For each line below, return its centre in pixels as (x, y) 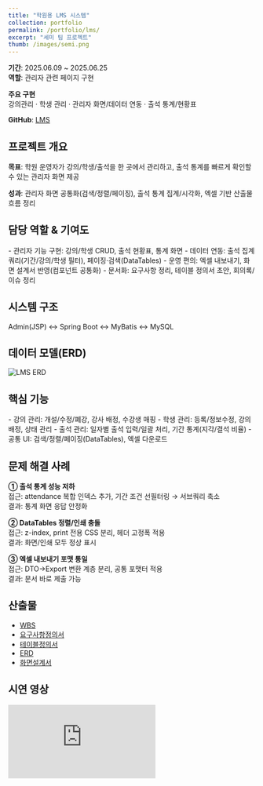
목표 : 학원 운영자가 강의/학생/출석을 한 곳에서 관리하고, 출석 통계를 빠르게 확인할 (130, 166)
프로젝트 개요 (38, 146)
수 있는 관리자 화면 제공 (44, 176)
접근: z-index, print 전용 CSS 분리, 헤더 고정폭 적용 (87, 533)
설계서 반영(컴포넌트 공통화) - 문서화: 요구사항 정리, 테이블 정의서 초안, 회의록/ (135, 270)
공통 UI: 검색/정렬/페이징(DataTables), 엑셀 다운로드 (88, 439)
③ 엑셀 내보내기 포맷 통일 (48, 559)
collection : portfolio (45, 23)
